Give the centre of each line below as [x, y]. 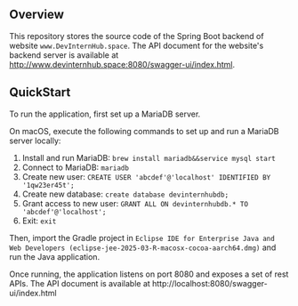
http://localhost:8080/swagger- [210, 283]
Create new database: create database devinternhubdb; [125, 194]
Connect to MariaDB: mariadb [75, 167]
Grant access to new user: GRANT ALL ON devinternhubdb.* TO [135, 203]
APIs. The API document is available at [80, 283]
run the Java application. [55, 256]
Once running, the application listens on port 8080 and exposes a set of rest [149, 274]
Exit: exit [39, 221]
